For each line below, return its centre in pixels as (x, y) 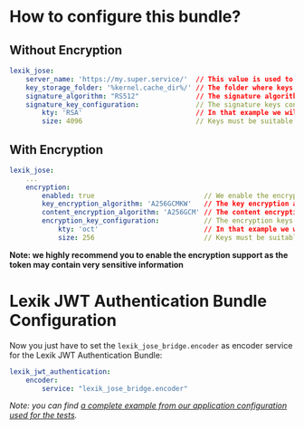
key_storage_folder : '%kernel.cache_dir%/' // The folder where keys (160, 88)
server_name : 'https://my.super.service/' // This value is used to (160, 79)
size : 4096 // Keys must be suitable (168, 121)
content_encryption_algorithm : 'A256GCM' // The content (151, 213)
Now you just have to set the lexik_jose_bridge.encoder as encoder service (151, 345)
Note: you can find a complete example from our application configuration (148, 405)
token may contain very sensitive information (96, 264)
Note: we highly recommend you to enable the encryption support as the (149, 254)
